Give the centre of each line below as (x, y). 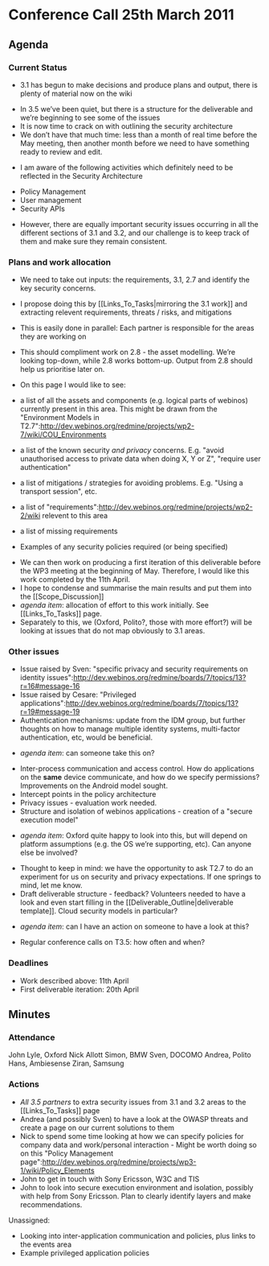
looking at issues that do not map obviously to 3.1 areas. (112, 631)
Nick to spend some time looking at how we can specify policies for (132, 1136)
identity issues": (47, 678)
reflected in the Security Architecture (81, 175)
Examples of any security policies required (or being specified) (124, 547)
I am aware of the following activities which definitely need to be (126, 167)
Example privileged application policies (85, 1252)
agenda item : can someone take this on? (87, 753)
